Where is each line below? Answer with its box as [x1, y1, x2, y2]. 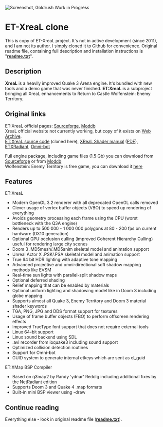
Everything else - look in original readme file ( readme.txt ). [5, 416, 122, 422]
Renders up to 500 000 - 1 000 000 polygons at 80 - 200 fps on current [12, 225, 157, 231]
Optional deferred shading [12, 278, 65, 283]
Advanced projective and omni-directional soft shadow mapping [12, 262, 141, 268]
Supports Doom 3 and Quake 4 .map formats [12, 384, 102, 390]
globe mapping [12, 293, 43, 299]
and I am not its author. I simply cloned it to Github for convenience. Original [5, 43, 157, 49]
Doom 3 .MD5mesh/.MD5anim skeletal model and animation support [12, 246, 149, 252]
